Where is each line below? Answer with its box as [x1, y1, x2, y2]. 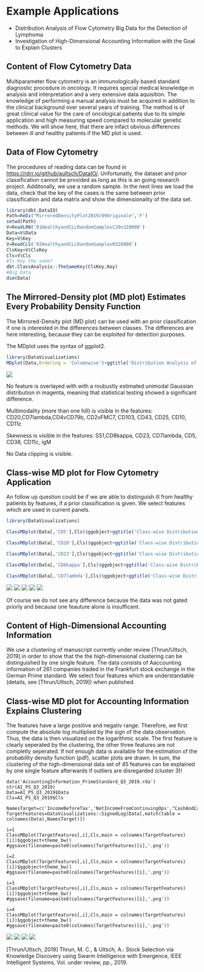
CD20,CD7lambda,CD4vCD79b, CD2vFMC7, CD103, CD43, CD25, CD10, [6, 413, 186, 421]
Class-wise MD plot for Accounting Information [6, 696, 189, 707]
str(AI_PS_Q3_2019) [6, 784, 56, 791]
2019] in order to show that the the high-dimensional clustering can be [6, 652, 183, 660]
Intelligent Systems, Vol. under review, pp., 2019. [6, 959, 128, 966]
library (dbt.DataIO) [6, 207, 59, 214]
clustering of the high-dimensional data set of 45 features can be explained [6, 761, 195, 768]
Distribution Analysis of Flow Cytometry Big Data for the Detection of [15, 24, 188, 32]
